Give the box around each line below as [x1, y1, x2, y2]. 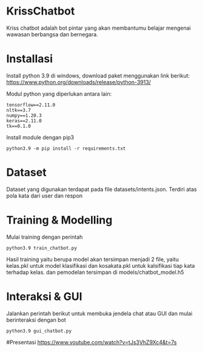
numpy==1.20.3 [6, 112, 42, 119]
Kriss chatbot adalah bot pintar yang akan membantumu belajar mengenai [6, 24, 191, 32]
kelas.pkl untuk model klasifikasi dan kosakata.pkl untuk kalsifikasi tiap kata [6, 262, 195, 269]
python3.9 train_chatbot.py [6, 245, 78, 251]
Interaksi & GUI [6, 290, 83, 304]
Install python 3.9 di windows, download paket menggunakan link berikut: [6, 71, 190, 79]
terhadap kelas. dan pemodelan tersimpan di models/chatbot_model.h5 [6, 268, 184, 276]
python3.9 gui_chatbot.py [6, 328, 72, 334]
